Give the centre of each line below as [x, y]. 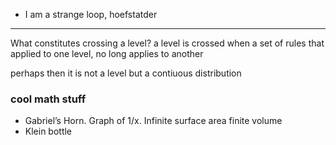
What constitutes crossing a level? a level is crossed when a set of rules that [167, 43]
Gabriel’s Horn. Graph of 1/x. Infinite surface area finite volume [153, 121]
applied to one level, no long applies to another [107, 53]
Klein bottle [48, 131]
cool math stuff [48, 99]
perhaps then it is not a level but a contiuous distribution [126, 73]
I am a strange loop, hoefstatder [91, 14]
